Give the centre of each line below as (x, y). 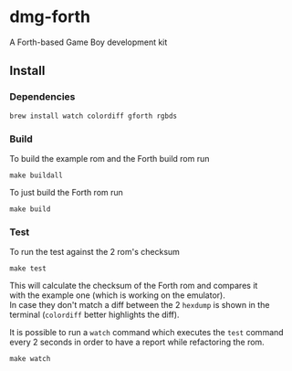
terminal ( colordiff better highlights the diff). (94, 315)
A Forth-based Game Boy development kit (89, 42)
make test (28, 269)
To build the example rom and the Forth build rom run (109, 158)
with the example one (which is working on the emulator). (117, 295)
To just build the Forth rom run (66, 192)
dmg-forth (50, 17)
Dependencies (42, 97)
